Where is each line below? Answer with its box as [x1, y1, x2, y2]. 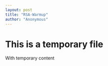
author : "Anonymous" [5, 17, 49, 22]
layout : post [5, 7, 33, 13]
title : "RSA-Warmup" [5, 12, 49, 17]
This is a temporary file [5, 38, 103, 50]
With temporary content [5, 55, 55, 61]
